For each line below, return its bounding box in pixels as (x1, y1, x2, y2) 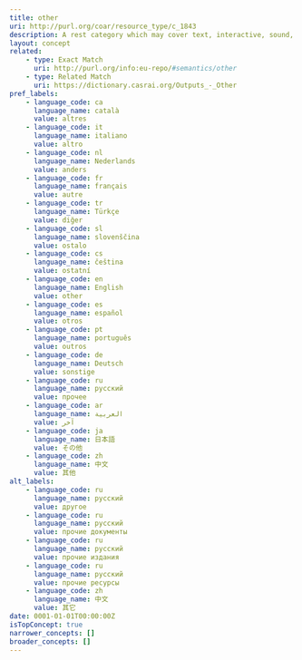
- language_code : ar (25, 401, 103, 411)
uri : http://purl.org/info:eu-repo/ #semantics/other (33, 64, 238, 73)
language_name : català (33, 106, 120, 115)
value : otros (33, 316, 83, 326)
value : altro (33, 140, 83, 149)
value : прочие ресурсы (33, 577, 120, 587)
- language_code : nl (25, 148, 103, 157)
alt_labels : (9, 477, 54, 486)
